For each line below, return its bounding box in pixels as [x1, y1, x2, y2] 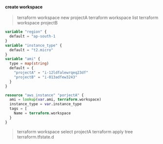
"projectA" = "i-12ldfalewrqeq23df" [14, 70, 89, 75]
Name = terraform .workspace [14, 111, 71, 116]
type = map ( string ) [9, 61, 49, 66]
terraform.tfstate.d [17, 134, 55, 140]
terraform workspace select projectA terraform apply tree [17, 128, 133, 134]
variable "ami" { [5, 57, 41, 62]
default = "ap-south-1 [9, 34, 56, 39]
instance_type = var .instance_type [9, 102, 82, 107]
